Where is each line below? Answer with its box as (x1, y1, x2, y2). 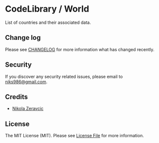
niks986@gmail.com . (5, 79, 48, 85)
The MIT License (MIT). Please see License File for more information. (5, 133, 144, 139)
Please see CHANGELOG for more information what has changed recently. (5, 46, 155, 52)
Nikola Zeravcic (12, 106, 44, 111)
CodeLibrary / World (5, 3, 89, 15)
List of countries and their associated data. (5, 19, 91, 25)
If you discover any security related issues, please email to (5, 73, 123, 79)
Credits (5, 92, 28, 101)
